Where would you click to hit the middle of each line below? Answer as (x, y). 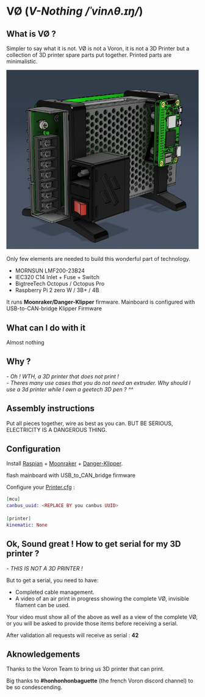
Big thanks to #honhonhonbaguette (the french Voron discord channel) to (100, 681)
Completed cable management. (55, 592)
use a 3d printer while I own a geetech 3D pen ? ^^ (70, 389)
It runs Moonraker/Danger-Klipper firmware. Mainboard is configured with (101, 302)
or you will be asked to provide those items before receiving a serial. (92, 623)
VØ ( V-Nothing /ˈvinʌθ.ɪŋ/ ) (75, 11)
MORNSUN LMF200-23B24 (50, 271)
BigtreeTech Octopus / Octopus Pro (60, 284)
